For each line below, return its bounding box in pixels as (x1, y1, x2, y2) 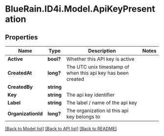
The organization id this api (66, 107, 129, 114)
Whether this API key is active (66, 56, 135, 62)
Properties (5, 33, 38, 41)
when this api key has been (66, 69, 129, 76)
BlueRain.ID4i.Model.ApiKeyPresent (5, 3, 155, 15)
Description (88, 48, 116, 54)
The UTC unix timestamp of (66, 64, 129, 70)
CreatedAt (7, 69, 32, 76)
